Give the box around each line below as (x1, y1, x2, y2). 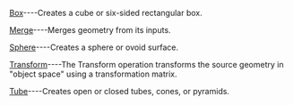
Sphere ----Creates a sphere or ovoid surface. (9, 42, 179, 52)
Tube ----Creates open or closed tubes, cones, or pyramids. (9, 86, 230, 96)
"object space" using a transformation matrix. (9, 69, 177, 79)
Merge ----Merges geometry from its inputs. (9, 25, 172, 35)
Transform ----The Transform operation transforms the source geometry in (9, 60, 284, 69)
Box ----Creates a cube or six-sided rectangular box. (9, 8, 203, 18)
